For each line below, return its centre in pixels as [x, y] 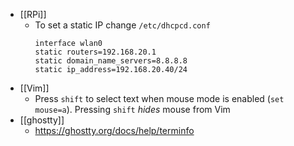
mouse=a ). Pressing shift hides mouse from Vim [132, 109]
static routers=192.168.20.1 [95, 52]
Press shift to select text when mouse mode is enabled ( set [159, 98]
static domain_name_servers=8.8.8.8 [111, 61]
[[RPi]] [33, 14]
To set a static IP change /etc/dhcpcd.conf [122, 25]
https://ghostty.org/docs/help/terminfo [114, 130]
